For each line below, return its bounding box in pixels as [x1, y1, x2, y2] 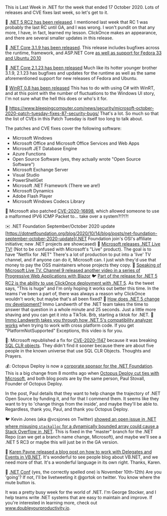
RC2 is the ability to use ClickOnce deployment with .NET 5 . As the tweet [5, 280, 155, 286]
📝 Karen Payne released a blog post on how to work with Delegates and [5, 449, 152, 454]
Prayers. [5, 353, 22, 359]
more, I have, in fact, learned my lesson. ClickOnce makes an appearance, [5, 30, 158, 35]
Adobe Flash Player [12, 193, 53, 199]
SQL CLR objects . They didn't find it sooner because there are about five [5, 343, 154, 348]
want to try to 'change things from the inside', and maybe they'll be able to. [5, 401, 159, 407]
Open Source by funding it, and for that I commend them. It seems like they [5, 396, 159, 402]
